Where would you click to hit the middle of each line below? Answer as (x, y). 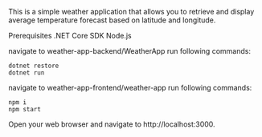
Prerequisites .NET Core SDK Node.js (70, 36)
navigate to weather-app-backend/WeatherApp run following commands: (130, 51)
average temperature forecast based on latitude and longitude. (112, 20)
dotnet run (27, 73)
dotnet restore (34, 66)
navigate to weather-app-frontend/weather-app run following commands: (130, 88)
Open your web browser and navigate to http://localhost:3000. (112, 124)
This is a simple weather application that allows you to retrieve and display (131, 12)
